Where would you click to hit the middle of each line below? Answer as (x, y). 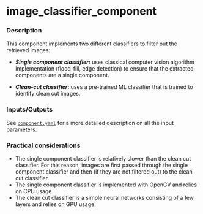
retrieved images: (28, 50)
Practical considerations (43, 145)
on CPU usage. (34, 191)
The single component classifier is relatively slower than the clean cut (103, 159)
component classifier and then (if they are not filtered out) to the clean (104, 172)
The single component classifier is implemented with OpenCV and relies (106, 185)
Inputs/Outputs (30, 110)
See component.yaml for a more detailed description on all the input (90, 123)
